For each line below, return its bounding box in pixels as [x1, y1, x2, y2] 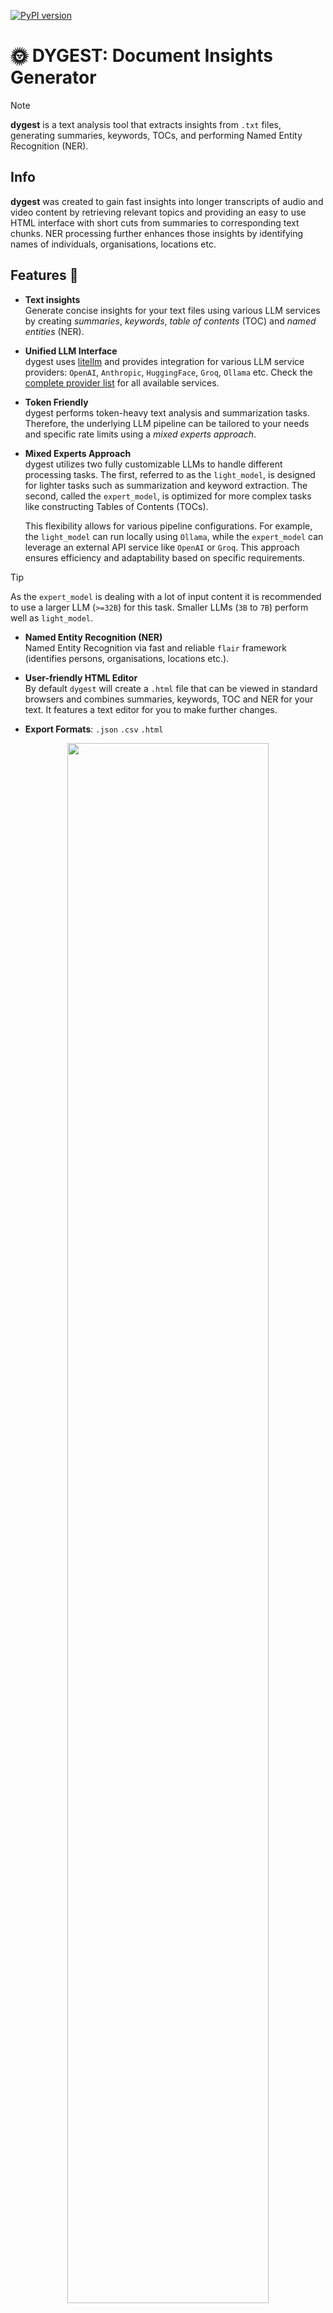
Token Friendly [24, 396, 89, 408]
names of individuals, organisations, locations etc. [10, 238, 217, 250]
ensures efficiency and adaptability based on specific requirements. [24, 551, 306, 564]
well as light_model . [10, 611, 94, 624]
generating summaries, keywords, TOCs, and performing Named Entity [10, 129, 303, 141]
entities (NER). [24, 325, 85, 337]
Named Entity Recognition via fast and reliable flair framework [24, 641, 287, 654]
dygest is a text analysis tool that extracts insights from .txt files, [10, 118, 282, 130]
